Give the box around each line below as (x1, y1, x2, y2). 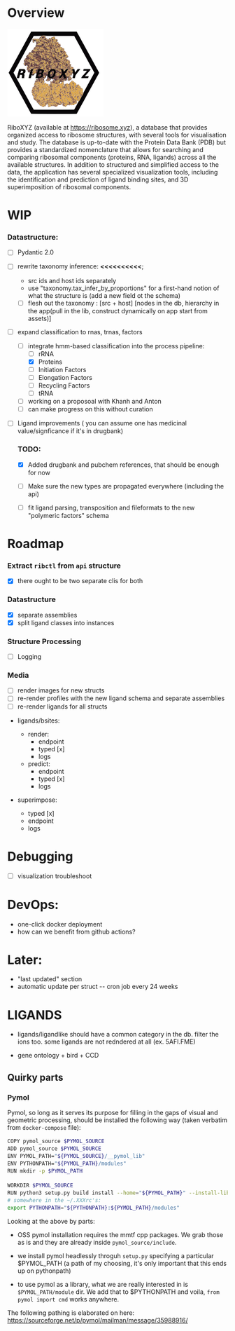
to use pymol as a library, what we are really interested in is (17, 1280, 189, 1288)
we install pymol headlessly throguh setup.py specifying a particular (17, 1251, 215, 1260)
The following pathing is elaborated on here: (7, 1309, 135, 1317)
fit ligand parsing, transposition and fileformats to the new (27, 503, 195, 512)
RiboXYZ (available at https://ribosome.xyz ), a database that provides (7, 123, 208, 131)
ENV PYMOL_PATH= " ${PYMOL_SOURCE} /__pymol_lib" (7, 1152, 145, 1159)
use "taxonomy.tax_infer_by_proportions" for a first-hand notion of (27, 284, 220, 292)
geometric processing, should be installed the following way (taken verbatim (7, 1116, 227, 1124)
